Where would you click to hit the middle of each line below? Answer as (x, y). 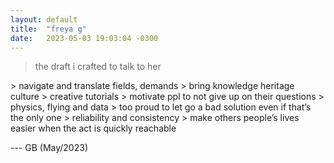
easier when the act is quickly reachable (93, 128)
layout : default (44, 19)
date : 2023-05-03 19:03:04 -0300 (84, 38)
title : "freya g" (48, 29)
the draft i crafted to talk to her (98, 67)
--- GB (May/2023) (49, 148)
